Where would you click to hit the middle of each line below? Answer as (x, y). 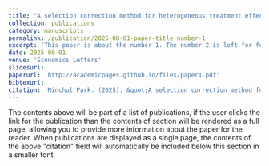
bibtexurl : (26, 82)
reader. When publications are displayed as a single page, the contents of (130, 138)
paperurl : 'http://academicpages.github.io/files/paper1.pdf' (114, 75)
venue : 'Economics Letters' (55, 61)
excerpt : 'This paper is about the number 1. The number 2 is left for (130, 45)
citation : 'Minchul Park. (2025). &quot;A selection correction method (130, 90)
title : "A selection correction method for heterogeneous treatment (125, 16)
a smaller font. (32, 155)
